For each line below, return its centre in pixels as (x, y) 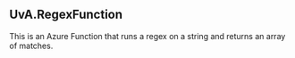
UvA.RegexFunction (66, 15)
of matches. (31, 46)
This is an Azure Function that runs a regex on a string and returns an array (147, 36)
